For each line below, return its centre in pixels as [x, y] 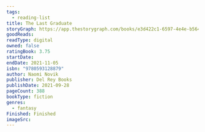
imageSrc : [19, 119]
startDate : [20, 57]
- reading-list [31, 18]
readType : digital [30, 40]
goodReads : [20, 35]
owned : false [23, 46]
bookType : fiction [30, 97]
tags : [13, 12]
